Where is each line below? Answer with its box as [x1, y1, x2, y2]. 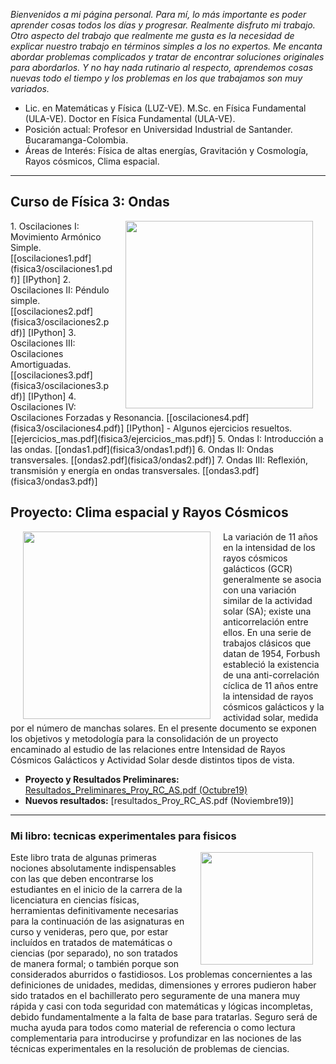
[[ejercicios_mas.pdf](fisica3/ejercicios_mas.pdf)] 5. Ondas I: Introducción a [10, 432, 324, 444]
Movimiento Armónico [10, 230, 102, 243]
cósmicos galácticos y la [223, 700, 325, 713]
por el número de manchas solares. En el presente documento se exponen [10, 722, 317, 734]
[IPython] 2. [22, 273, 72, 285]
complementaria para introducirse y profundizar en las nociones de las [10, 1032, 302, 1044]
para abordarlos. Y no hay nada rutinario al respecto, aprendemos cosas [10, 62, 314, 73]
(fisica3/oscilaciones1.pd [10, 262, 113, 274]
